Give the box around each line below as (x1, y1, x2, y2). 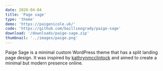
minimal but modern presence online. (5, 60, 83, 66)
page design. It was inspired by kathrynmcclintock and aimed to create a (5, 54, 157, 60)
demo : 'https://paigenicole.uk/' (5, 21, 76, 27)
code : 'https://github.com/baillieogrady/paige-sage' (5, 26, 121, 31)
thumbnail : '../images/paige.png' (5, 36, 78, 41)
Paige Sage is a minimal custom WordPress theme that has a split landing (5, 49, 158, 55)
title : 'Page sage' (5, 12, 47, 17)
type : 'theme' (5, 17, 35, 22)
